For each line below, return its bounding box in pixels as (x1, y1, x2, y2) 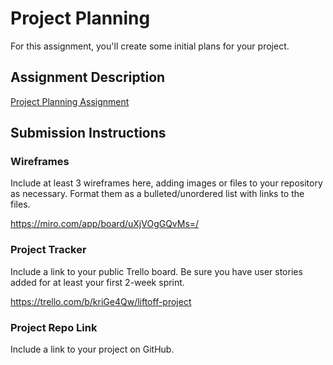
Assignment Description (10, 69, 166, 86)
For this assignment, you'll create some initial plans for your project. (10, 40, 290, 52)
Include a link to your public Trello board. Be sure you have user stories (10, 265, 303, 277)
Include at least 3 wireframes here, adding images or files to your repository (10, 177, 323, 189)
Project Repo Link (10, 320, 98, 334)
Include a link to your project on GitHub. (10, 343, 175, 356)
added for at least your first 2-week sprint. (10, 276, 185, 288)
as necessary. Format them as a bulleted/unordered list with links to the (10, 188, 305, 200)
